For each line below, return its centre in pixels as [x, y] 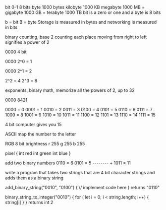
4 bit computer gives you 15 [33, 124]
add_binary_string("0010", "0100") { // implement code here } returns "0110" [83, 187]
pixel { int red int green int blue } [38, 153]
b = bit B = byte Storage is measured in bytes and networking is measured [81, 22]
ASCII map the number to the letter [41, 134]
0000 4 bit [16, 52]
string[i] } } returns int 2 [29, 202]
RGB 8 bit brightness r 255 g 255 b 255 [45, 144]
